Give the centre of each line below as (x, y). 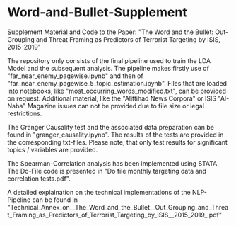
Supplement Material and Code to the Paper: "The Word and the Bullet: (111, 32)
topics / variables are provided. (53, 149)
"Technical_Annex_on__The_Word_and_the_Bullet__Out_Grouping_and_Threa (118, 207)
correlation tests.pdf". (39, 179)
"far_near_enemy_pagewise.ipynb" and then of (75, 76)
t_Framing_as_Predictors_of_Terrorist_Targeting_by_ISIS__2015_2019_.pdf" (115, 215)
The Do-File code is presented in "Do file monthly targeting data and (107, 171)
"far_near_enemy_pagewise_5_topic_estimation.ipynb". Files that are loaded (117, 83)
